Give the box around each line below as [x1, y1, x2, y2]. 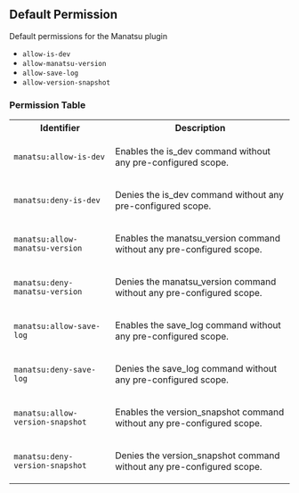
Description [174, 122, 226, 135]
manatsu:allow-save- [13, 321, 101, 332]
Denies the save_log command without [115, 363, 278, 375]
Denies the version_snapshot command [115, 449, 280, 462]
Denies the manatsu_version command [115, 275, 277, 288]
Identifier [39, 122, 80, 135]
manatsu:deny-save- [13, 365, 96, 375]
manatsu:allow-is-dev [13, 152, 105, 162]
